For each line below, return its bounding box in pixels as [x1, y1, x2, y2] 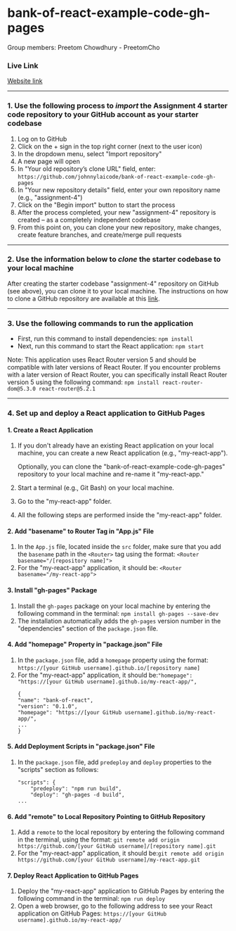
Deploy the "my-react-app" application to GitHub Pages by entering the [17, 887, 225, 895]
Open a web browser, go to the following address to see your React [17, 902, 213, 911]
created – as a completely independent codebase [17, 215, 161, 224]
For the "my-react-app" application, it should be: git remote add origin [17, 849, 225, 858]
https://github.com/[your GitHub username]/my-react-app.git [17, 856, 201, 863]
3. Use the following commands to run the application [7, 318, 194, 328]
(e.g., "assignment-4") [17, 193, 83, 201]
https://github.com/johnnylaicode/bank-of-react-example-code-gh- [17, 173, 216, 180]
